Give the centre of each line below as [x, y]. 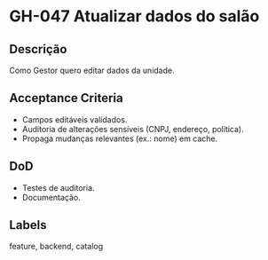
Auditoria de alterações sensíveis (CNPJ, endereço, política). [133, 129]
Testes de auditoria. [58, 187]
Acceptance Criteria [66, 98]
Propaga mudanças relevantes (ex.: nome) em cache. [120, 138]
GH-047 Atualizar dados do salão [134, 16]
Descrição [38, 49]
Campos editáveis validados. [75, 119]
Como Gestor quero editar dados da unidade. [92, 70]
